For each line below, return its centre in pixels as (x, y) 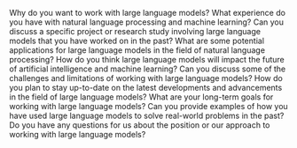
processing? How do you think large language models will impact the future (147, 59)
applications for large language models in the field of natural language (137, 50)
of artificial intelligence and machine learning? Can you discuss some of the (148, 69)
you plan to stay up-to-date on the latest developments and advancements (146, 88)
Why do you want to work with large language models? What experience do (148, 13)
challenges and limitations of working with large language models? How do (146, 78)
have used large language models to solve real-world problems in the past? (147, 115)
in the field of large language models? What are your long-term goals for (141, 97)
